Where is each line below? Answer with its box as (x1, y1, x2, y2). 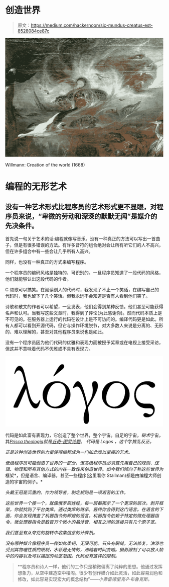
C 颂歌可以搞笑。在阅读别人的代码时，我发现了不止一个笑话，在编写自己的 (5, 286, 159, 292)
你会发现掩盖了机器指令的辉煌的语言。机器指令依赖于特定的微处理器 (14, 513, 154, 519)
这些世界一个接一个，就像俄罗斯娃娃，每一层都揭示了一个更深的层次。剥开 (5, 500, 159, 506)
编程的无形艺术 (5, 181, 67, 193)
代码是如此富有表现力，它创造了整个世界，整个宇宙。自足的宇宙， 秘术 (5, 432, 150, 438)
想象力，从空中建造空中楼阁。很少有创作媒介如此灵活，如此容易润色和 (17, 569, 163, 576)
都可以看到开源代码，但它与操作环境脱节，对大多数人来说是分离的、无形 (14, 322, 163, 328)
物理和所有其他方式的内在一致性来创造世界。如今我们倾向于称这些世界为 (14, 466, 163, 472)
